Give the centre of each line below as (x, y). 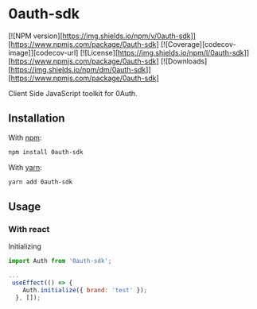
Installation (37, 119)
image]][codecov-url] (43, 52)
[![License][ (99, 52)
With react (29, 229)
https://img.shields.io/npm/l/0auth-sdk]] (184, 52)
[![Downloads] (184, 61)
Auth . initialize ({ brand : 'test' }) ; (85, 290)
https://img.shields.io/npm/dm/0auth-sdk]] (81, 69)
